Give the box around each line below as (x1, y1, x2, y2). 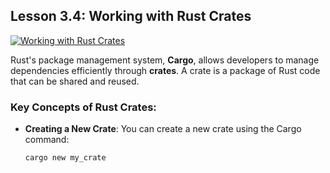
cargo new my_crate (24, 153, 107, 163)
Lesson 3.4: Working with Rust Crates (10, 8, 252, 25)
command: (24, 134, 70, 146)
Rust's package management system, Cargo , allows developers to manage (10, 54, 320, 66)
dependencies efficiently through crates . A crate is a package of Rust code (10, 64, 321, 76)
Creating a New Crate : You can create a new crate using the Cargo (24, 123, 302, 135)
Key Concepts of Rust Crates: (10, 100, 157, 114)
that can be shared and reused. (10, 75, 140, 87)
